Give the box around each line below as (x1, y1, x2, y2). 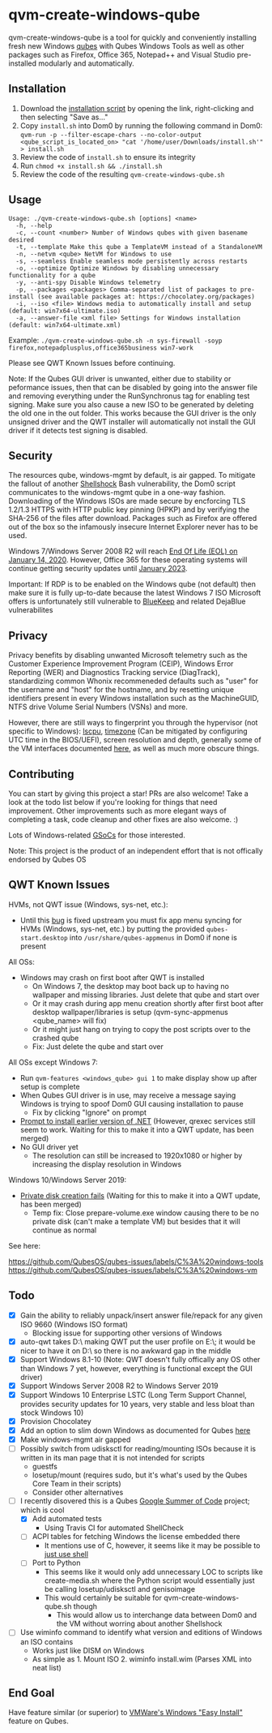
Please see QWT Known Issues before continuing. (8, 358, 176, 368)
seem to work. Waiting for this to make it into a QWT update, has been (19, 1125, 254, 1134)
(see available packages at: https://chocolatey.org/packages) (37, 292, 255, 301)
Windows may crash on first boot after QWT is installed (19, 972, 205, 983)
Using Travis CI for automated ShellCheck (44, 1523, 185, 1533)
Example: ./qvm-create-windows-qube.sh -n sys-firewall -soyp (8, 335, 223, 345)
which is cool (19, 1505, 65, 1515)
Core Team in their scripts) (32, 1479, 121, 1489)
